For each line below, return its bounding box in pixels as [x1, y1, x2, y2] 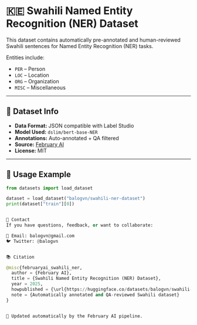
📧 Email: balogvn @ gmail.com [6, 233, 75, 239]
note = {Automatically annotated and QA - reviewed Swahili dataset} [11, 292, 180, 297]
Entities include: [6, 54, 45, 61]
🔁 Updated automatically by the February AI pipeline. [6, 313, 143, 319]
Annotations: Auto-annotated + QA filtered [14, 134, 119, 141]
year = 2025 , [11, 281, 43, 287]
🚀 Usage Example [6, 170, 72, 180]
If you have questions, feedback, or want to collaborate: [6, 222, 154, 228]
